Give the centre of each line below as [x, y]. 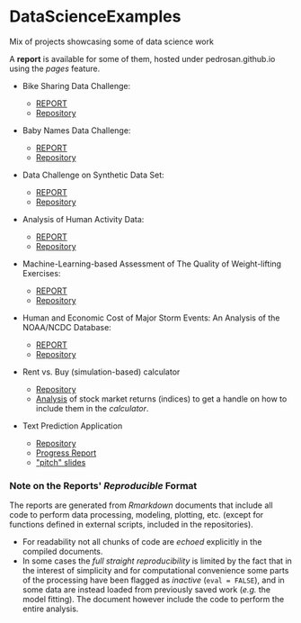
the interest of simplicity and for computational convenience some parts [155, 571]
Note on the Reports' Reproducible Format [103, 485]
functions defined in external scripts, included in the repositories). [131, 525]
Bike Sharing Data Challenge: [76, 86]
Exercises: [41, 273]
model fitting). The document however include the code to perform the [153, 600]
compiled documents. [62, 552]
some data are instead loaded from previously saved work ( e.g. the [146, 590]
